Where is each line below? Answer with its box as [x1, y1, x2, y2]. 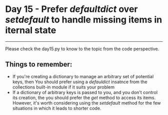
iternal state [5, 25, 56, 36]
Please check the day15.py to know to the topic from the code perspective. [5, 46, 159, 52]
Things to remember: [5, 60, 72, 69]
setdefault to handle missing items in [5, 14, 162, 25]
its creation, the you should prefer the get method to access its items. [12, 95, 156, 101]
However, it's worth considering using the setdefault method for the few [12, 100, 161, 106]
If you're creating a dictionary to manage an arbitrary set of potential [12, 73, 154, 79]
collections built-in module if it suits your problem [12, 84, 115, 90]
